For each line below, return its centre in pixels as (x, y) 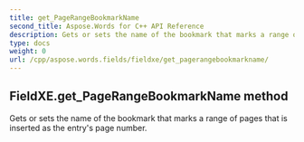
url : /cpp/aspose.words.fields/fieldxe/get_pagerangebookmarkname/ (139, 60)
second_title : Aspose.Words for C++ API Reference (107, 26)
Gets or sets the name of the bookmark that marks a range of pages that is (148, 118)
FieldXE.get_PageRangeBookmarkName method (149, 96)
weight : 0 (28, 52)
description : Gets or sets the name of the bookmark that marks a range (149, 34)
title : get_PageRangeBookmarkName (75, 18)
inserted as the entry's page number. (78, 128)
